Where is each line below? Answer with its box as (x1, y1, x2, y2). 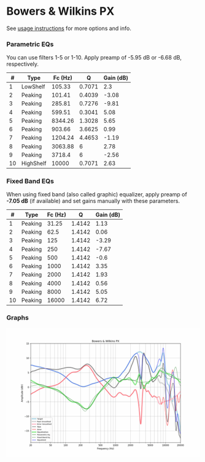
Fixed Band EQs (6, 177, 54, 185)
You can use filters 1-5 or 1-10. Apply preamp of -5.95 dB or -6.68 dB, (6, 54, 182, 61)
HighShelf (21, 160, 47, 167)
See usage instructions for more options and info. (6, 25, 132, 32)
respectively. (6, 60, 39, 68)
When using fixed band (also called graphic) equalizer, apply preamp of (6, 191, 187, 198)
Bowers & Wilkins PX (6, 4, 115, 18)
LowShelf (21, 83, 45, 90)
